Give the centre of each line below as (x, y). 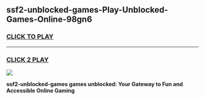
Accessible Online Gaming (41, 90)
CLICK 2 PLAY (27, 59)
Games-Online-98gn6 (49, 20)
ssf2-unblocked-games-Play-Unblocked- (87, 10)
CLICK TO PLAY (30, 37)
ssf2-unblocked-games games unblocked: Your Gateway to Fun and (95, 84)
